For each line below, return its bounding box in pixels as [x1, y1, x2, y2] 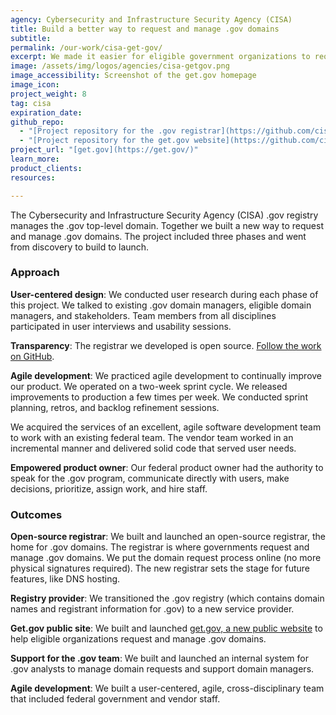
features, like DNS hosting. [10, 573, 121, 585]
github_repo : [10, 117, 65, 127]
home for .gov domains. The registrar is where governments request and [10, 541, 310, 553]
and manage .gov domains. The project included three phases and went [10, 230, 307, 242]
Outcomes [10, 507, 63, 521]
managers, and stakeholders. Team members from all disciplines [10, 309, 277, 321]
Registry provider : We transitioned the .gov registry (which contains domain [10, 592, 325, 605]
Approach [10, 266, 60, 280]
